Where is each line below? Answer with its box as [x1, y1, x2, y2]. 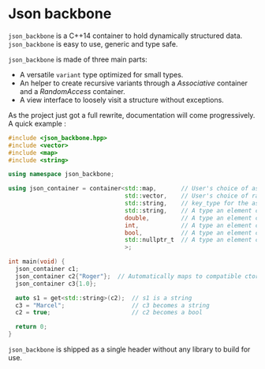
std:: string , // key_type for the [125, 199, 248, 208]
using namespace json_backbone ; [8, 171, 114, 179]
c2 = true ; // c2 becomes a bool [15, 309, 203, 317]
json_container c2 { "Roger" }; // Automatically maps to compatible [15, 272, 242, 281]
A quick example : [8, 119, 67, 128]
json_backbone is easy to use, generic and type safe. [8, 39, 178, 48]
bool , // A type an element [125, 228, 252, 237]
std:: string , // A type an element [125, 206, 252, 214]
